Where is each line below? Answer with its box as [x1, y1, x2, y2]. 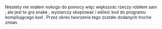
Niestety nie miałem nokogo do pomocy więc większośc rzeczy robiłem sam [5, 4, 157, 10]
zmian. [5, 19, 18, 25]
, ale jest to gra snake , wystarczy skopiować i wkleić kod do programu [5, 9, 146, 15]
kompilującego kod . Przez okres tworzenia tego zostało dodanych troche [5, 14, 151, 20]
